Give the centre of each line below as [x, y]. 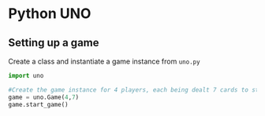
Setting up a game [54, 43]
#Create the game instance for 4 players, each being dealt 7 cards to [128, 90]
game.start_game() [38, 104]
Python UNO [50, 14]
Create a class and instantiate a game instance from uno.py [104, 61]
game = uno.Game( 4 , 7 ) [44, 97]
